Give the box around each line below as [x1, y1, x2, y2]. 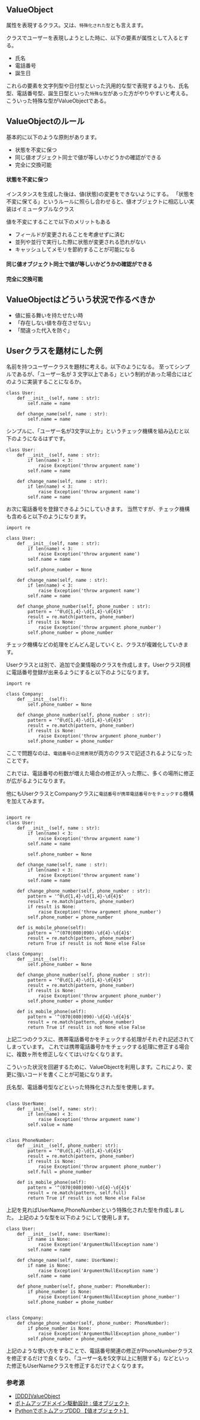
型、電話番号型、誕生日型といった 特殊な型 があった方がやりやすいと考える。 [6, 89, 192, 96]
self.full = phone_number [27, 1168, 93, 1175]
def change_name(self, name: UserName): [17, 1257, 119, 1263]
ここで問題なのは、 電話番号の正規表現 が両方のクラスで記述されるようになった [6, 749, 193, 757]
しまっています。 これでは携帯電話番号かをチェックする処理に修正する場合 [6, 1043, 190, 1050]
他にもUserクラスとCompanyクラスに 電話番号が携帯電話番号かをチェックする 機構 [6, 790, 194, 797]
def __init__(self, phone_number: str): [17, 1143, 119, 1149]
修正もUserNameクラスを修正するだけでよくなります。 [11, 1362, 147, 1369]
